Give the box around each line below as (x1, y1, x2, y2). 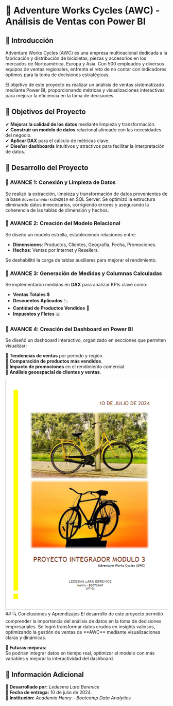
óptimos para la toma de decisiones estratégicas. (5, 72, 110, 78)
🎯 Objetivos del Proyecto (5, 108, 86, 116)
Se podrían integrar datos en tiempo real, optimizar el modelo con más (5, 650, 155, 656)
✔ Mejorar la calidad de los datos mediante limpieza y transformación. (5, 121, 156, 127)
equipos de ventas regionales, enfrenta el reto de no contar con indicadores (5, 66, 167, 72)
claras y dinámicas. (5, 634, 46, 641)
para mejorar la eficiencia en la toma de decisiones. (5, 93, 115, 98)
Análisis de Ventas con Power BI (5, 15, 146, 27)
